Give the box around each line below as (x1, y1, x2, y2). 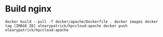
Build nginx (5, 3, 52, 14)
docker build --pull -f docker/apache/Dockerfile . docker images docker (5, 19, 159, 24)
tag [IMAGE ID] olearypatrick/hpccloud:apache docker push (5, 23, 128, 28)
